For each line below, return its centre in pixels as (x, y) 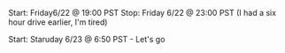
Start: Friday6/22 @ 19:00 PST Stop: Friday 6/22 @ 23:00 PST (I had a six (142, 13)
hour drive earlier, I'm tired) (58, 22)
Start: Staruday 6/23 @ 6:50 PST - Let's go (87, 39)
